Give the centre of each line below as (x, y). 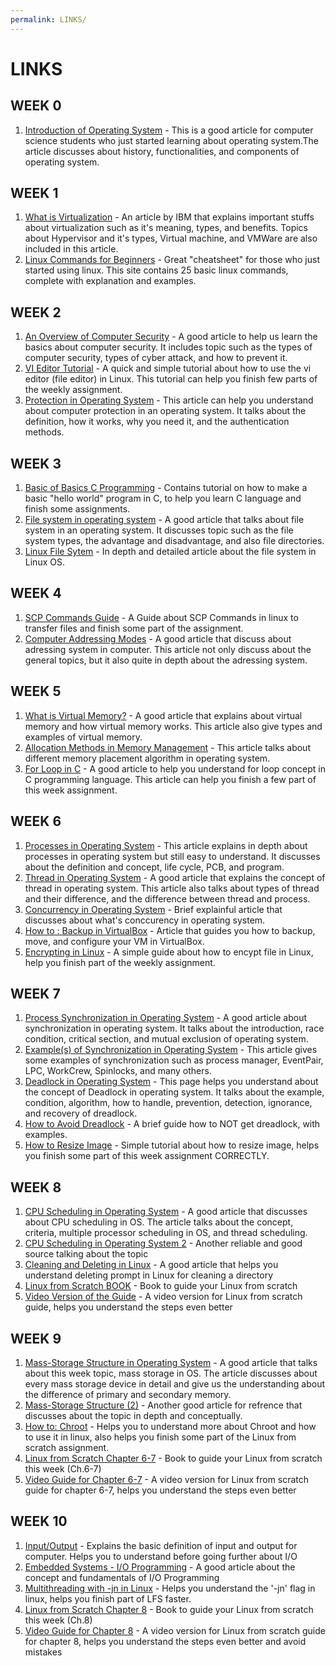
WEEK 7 (35, 993)
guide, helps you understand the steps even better (128, 1307)
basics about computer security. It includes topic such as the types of (168, 347)
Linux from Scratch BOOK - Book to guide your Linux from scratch (161, 1286)
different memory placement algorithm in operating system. (147, 758)
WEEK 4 (36, 593)
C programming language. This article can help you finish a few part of (170, 779)
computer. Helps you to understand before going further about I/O (161, 1556)
